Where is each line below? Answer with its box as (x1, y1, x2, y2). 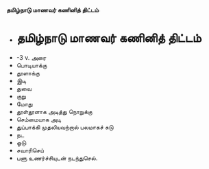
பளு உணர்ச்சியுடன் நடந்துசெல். (16, 154, 98, 162)
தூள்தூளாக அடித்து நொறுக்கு (16, 107, 93, 115)
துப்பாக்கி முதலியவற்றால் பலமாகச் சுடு (16, 123, 114, 131)
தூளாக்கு (16, 69, 40, 77)
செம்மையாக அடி (16, 115, 62, 123)
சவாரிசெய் (16, 146, 44, 154)
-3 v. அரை (16, 53, 47, 61)
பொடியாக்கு (16, 61, 47, 69)
